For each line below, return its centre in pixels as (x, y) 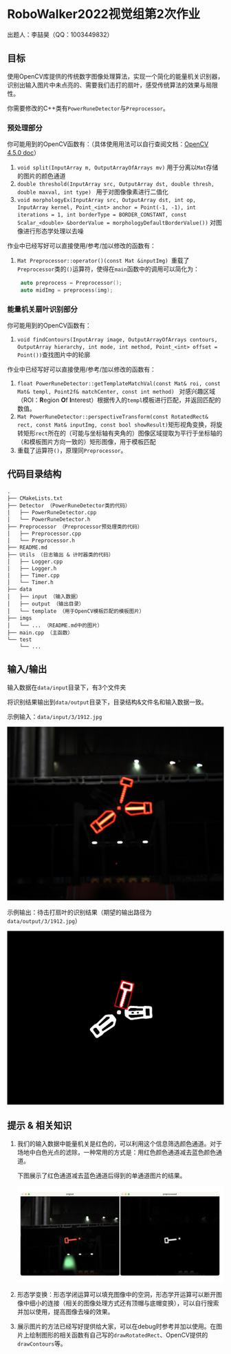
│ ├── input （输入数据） (44, 596)
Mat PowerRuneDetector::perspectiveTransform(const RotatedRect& (112, 417)
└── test (20, 639)
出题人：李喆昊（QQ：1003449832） (60, 34)
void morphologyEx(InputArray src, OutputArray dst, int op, (107, 201)
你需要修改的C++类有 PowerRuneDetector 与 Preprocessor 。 (88, 108)
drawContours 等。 (42, 1344)
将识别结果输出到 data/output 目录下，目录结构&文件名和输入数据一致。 (107, 702)
